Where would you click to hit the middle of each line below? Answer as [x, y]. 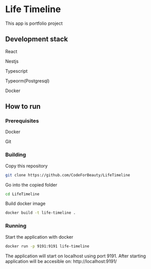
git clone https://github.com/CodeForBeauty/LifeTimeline [68, 175]
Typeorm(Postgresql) [27, 81]
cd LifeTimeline [22, 194]
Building [16, 155]
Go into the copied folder [31, 185]
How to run [23, 106]
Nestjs [12, 61]
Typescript [16, 71]
